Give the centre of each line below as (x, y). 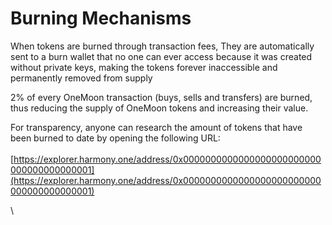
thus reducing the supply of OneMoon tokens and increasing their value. (159, 108)
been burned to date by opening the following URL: (115, 138)
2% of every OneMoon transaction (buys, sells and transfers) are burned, (161, 97)
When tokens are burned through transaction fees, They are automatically (162, 46)
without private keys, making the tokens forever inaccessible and (144, 67)
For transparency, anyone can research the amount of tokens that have (156, 127)
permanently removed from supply (81, 78)
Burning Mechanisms (101, 18)
